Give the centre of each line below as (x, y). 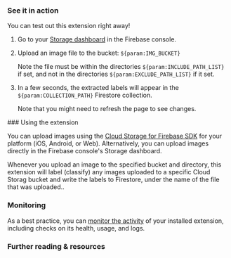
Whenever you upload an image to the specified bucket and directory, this (114, 165)
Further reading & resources (56, 246)
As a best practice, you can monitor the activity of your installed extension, (115, 221)
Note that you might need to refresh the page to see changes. (107, 109)
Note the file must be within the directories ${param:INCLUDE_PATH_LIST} (121, 67)
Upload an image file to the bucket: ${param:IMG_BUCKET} (99, 53)
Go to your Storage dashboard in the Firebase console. (97, 39)
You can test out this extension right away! (69, 26)
